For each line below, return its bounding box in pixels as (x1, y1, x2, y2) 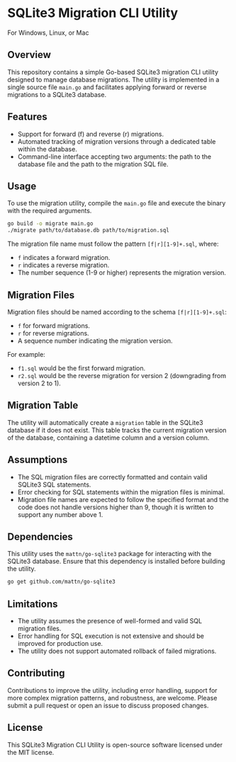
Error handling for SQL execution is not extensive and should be (17, 632, 204, 640)
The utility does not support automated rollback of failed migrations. (17, 647, 217, 656)
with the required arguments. (7, 207, 92, 215)
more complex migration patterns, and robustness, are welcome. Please (7, 693, 218, 702)
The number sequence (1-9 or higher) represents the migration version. (17, 268, 227, 277)
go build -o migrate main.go (7, 220, 94, 227)
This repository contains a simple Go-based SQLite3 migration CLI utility (7, 67, 218, 76)
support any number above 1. (17, 510, 103, 518)
